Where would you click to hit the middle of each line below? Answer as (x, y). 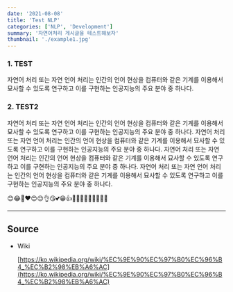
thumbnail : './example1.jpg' (49, 40)
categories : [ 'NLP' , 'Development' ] (60, 26)
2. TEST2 (23, 107)
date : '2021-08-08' (35, 14)
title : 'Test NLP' (34, 20)
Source (23, 229)
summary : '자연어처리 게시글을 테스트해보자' (63, 33)
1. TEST (20, 64)
